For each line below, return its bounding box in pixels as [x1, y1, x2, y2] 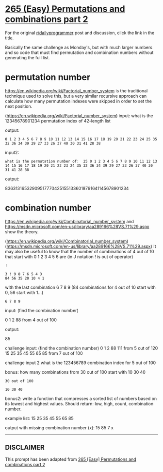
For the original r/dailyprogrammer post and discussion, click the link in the [5, 30, 155, 35]
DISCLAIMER [5, 443, 45, 452]
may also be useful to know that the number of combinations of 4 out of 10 [5, 248, 154, 254]
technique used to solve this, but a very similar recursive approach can [5, 93, 147, 99]
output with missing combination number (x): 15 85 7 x [5, 424, 114, 431]
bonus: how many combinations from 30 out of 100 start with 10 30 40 [5, 369, 146, 375]
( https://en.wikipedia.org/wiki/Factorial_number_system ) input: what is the [5, 113, 153, 119]
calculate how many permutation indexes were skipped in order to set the [5, 98, 152, 104]
